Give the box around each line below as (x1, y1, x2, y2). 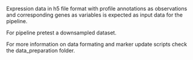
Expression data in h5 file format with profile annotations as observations (6, 5, 188, 12)
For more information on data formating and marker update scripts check (6, 41, 188, 48)
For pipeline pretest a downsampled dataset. (6, 29, 117, 36)
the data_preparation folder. (6, 47, 75, 54)
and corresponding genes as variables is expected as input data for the (6, 11, 183, 18)
